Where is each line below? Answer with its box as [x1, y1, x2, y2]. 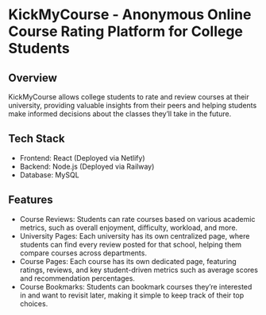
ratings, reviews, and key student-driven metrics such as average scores [19, 265, 258, 274]
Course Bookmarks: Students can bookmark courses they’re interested [19, 282, 253, 291]
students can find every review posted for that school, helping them [19, 239, 242, 249]
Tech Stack [8, 132, 65, 146]
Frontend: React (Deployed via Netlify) [19, 153, 145, 162]
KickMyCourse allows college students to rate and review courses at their [8, 92, 250, 101]
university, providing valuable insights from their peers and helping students [8, 101, 257, 110]
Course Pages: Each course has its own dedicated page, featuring [19, 256, 237, 266]
